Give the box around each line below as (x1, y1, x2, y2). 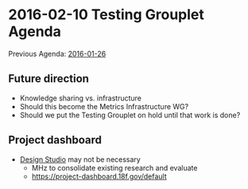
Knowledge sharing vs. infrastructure (19, 93, 141, 103)
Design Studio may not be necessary (19, 154, 141, 164)
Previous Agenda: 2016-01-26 (8, 49, 107, 58)
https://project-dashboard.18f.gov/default (31, 171, 167, 181)
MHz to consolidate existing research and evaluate (31, 163, 198, 172)
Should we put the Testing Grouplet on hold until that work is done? (19, 110, 241, 120)
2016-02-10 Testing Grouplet (8, 6, 205, 24)
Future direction (8, 72, 90, 85)
